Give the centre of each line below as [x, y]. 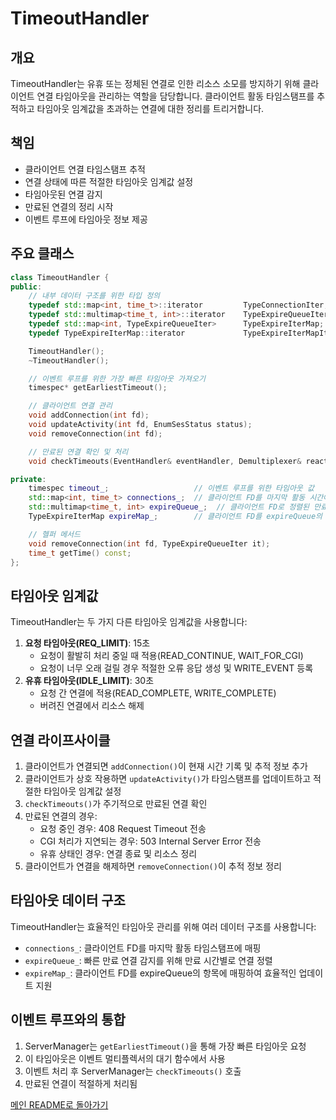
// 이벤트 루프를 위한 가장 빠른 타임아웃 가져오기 [117, 378]
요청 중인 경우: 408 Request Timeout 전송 [123, 828]
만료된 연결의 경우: [61, 816]
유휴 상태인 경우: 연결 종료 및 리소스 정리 [118, 853]
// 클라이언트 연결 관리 [70, 406]
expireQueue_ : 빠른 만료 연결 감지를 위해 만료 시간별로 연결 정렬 [148, 960]
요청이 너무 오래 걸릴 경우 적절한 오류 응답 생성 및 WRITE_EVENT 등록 [176, 668]
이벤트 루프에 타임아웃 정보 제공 [86, 219]
